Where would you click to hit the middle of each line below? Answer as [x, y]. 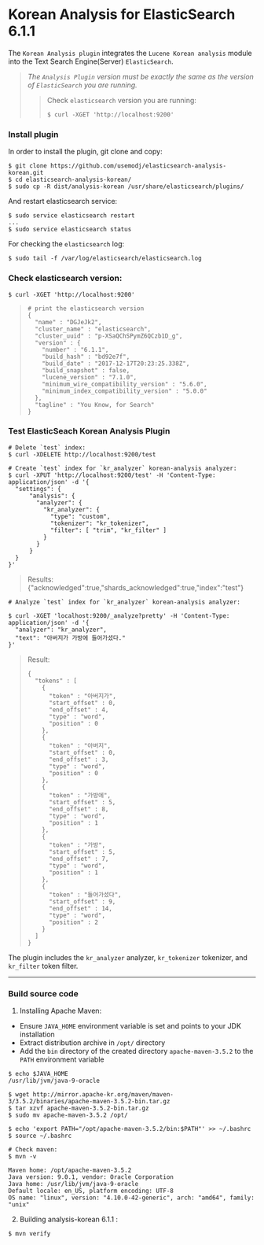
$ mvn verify [29, 1234]
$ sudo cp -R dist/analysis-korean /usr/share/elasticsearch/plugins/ [126, 187]
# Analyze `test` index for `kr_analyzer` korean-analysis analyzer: [125, 602]
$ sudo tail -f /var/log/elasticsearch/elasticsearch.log [105, 259]
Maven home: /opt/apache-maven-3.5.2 [70, 1170]
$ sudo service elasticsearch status [70, 230]
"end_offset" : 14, [80, 908]
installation [37, 1034]
